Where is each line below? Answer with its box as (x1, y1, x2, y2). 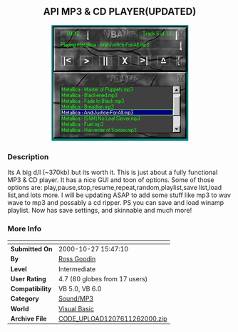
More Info (7, 224, 42, 234)
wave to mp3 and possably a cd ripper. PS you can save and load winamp (7, 198, 224, 207)
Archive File (10, 314, 47, 323)
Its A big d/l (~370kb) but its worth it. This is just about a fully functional (7, 168, 218, 177)
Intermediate (58, 264, 96, 273)
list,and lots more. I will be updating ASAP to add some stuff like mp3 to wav (7, 191, 232, 199)
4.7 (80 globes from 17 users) (58, 274, 148, 283)
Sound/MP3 (58, 294, 94, 303)
